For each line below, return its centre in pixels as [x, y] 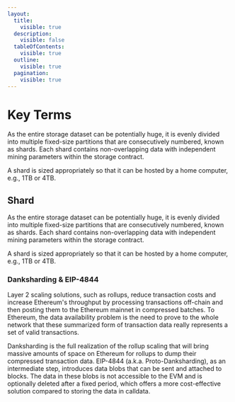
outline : [27, 60]
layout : [19, 14]
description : [33, 34]
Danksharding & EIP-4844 [53, 280]
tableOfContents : [39, 47]
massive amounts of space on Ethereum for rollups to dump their [102, 354]
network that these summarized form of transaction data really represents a [118, 325]
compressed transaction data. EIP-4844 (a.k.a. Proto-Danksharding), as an [117, 361]
